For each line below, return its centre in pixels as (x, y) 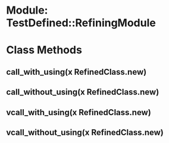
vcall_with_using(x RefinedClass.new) (79, 112)
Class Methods (44, 50)
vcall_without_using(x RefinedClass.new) (85, 132)
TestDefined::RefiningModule (81, 23)
